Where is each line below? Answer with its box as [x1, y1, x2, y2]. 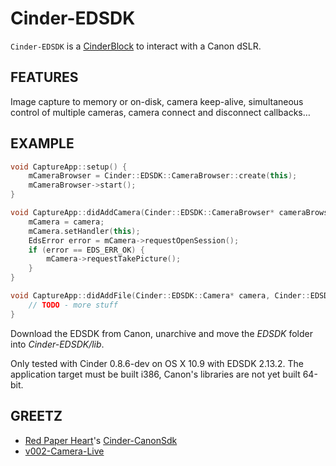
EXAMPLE [10, 135, 75, 152]
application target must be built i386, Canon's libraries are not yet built [10, 368, 301, 380]
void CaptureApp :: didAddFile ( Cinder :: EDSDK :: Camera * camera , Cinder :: [10, 291, 311, 301]
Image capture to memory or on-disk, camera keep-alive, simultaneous [10, 95, 304, 107]
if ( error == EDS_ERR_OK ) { [28, 245, 145, 255]
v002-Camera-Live [24, 445, 105, 457]
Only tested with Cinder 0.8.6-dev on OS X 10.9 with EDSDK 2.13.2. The [10, 357, 304, 369]
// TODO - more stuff [28, 300, 118, 310]
